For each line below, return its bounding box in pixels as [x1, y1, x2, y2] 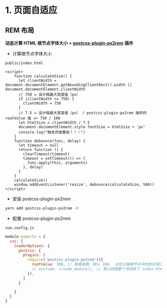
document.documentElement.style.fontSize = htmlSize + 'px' [18, 125, 146, 130]
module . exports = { [5, 234, 46, 239]
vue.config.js [5, 225, 35, 230]
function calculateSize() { [14, 74, 72, 79]
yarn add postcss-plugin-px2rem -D [5, 206, 79, 211]
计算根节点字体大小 [12, 51, 52, 56]
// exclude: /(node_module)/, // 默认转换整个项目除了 [31, 267, 140, 272]
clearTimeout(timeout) [23, 152, 70, 156]
